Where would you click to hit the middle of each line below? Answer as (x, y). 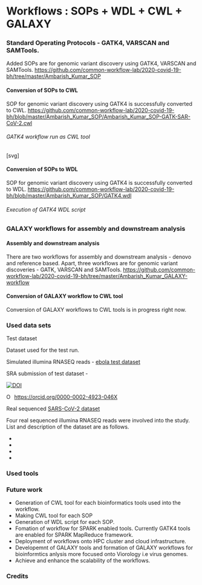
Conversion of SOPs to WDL (42, 169)
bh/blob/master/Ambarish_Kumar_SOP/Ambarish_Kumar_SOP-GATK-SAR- (98, 117)
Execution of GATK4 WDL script (46, 209)
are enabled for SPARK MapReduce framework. (74, 535)
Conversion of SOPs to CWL (42, 90)
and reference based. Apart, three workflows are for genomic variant (92, 263)
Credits (17, 577)
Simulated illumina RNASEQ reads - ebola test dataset (73, 362)
